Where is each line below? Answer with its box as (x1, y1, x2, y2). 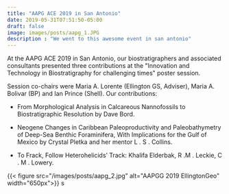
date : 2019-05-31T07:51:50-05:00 (7, 16, 103, 23)
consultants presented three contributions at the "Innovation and (7, 62, 190, 70)
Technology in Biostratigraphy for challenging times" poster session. (7, 69, 201, 77)
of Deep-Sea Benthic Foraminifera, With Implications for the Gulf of (16, 131, 207, 139)
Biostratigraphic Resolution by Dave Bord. (16, 110, 135, 119)
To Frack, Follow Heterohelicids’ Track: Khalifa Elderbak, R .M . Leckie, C (16, 151, 223, 160)
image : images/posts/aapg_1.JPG (7, 29, 99, 36)
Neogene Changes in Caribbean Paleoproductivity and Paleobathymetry (16, 123, 221, 132)
